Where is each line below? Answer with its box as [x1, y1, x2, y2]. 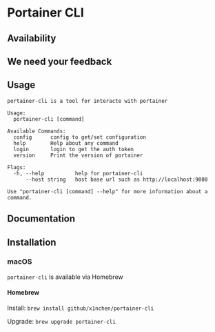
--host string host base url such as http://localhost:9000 [25, 176, 208, 183]
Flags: [7, 164, 26, 170]
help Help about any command [13, 139, 119, 146]
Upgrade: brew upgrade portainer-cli [7, 318, 116, 326]
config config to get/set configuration [13, 133, 147, 141]
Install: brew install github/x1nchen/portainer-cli [7, 304, 154, 312]
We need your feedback [7, 55, 112, 67]
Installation [7, 236, 57, 248]
